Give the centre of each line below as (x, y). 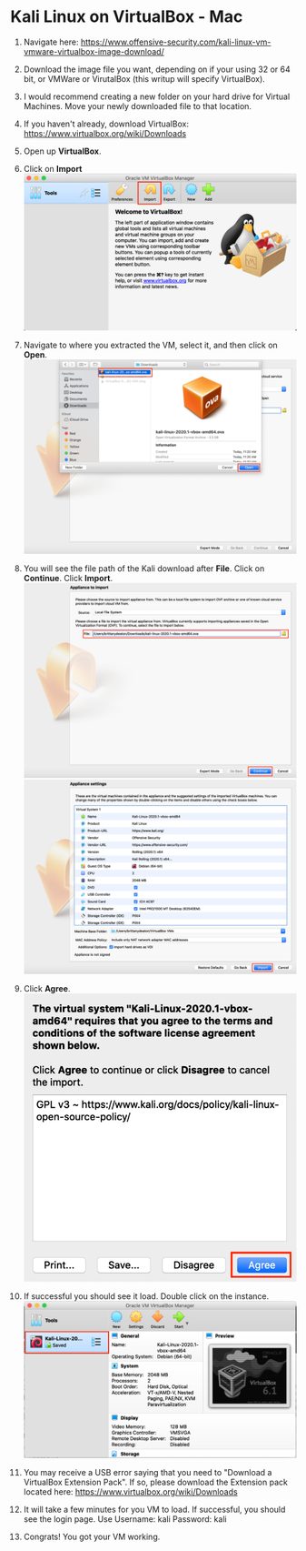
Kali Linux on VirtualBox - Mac (127, 17)
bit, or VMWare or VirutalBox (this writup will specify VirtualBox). (144, 78)
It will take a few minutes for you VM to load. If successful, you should (154, 1509)
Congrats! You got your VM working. (92, 1536)
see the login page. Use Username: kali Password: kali (125, 1519)
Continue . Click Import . (68, 579)
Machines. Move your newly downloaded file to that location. (138, 106)
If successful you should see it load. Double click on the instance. (146, 1296)
